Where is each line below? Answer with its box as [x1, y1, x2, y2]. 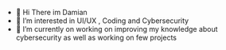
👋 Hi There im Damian [15, 8, 88, 17]
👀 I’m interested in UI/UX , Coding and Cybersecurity [15, 16, 189, 25]
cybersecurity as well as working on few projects [15, 33, 177, 42]
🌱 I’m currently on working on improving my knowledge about [15, 25, 218, 33]
